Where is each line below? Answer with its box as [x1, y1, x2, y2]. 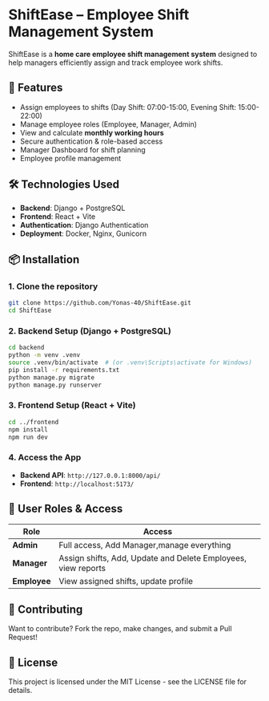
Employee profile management [19, 153, 122, 163]
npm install [8, 425, 48, 434]
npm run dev [8, 433, 48, 441]
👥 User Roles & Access [8, 502, 123, 516]
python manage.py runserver [8, 381, 102, 389]
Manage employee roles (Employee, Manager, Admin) [19, 119, 198, 129]
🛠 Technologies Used [8, 178, 120, 192]
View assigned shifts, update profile [58, 575, 194, 586]
